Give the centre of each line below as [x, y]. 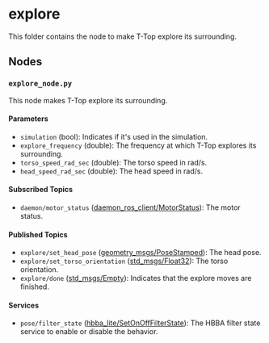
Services [24, 305]
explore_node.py [40, 84]
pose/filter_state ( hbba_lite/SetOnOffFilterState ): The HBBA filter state [140, 323]
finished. [35, 287]
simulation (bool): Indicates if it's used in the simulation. [114, 136]
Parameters [28, 119]
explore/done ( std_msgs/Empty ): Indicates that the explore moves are [136, 278]
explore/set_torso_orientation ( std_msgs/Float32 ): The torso [124, 261]
